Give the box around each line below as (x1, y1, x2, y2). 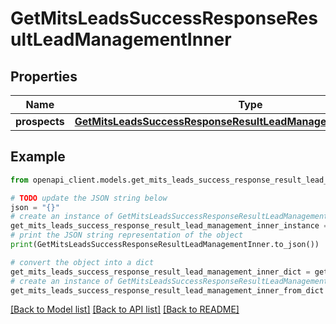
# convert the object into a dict (10, 257, 155, 267)
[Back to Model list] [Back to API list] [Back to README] (10, 303, 240, 316)
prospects (15, 115, 65, 128)
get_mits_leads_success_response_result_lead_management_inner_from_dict (10, 285, 325, 296)
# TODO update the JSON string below (10, 193, 168, 203)
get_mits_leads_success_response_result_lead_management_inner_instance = (10, 221, 329, 231)
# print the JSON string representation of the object (10, 230, 244, 241)
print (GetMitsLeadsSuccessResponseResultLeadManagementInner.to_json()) (10, 240, 320, 250)
